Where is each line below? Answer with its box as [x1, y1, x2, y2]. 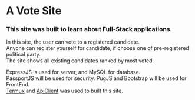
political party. [6, 51, 41, 58]
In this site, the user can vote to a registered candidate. [6, 38, 140, 45]
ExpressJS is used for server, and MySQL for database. [6, 69, 141, 76]
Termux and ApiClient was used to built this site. [6, 87, 124, 95]
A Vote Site [6, 4, 62, 18]
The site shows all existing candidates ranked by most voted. [6, 57, 154, 64]
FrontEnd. [6, 81, 30, 88]
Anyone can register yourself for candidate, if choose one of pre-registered [6, 45, 190, 52]
